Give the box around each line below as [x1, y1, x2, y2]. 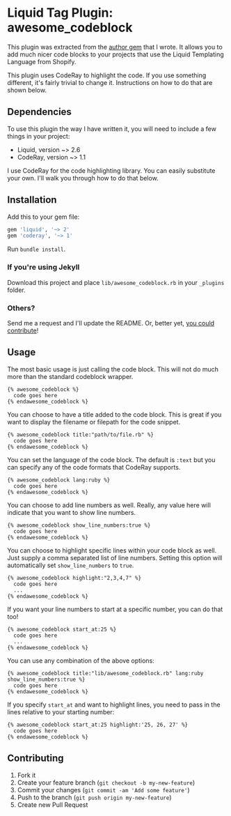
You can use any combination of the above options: [7, 656, 154, 665]
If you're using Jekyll [7, 263, 80, 272]
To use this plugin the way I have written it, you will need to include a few [7, 124, 217, 133]
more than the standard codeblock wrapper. [7, 372, 134, 380]
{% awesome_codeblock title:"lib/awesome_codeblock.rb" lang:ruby [7, 670, 204, 677]
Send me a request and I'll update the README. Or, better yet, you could [7, 318, 214, 327]
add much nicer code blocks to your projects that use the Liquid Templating [7, 50, 224, 59]
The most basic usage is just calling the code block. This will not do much [7, 364, 219, 374]
